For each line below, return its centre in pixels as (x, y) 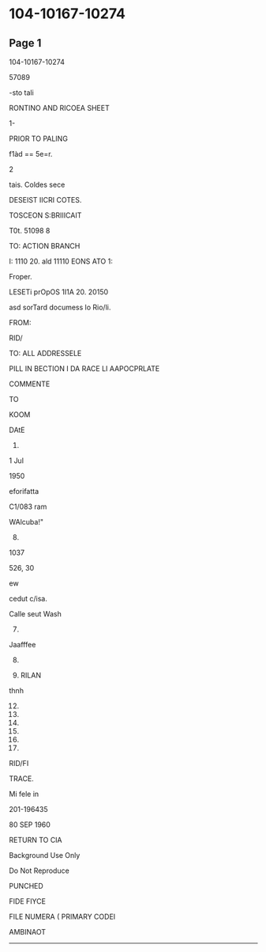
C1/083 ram (28, 506)
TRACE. (21, 779)
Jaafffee (22, 645)
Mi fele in (24, 794)
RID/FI (19, 763)
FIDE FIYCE (28, 901)
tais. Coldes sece (37, 184)
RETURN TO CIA (36, 840)
